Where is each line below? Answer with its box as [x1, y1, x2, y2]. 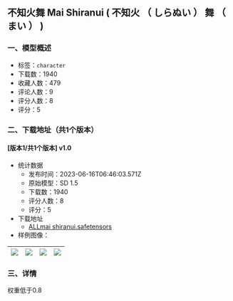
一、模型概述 [7, 43, 52, 53]
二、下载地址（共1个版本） [7, 125, 98, 134]
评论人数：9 [17, 88, 53, 96]
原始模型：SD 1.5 [28, 179, 78, 187]
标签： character [17, 60, 66, 69]
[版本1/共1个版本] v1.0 [7, 144, 72, 152]
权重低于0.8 [7, 286, 42, 295]
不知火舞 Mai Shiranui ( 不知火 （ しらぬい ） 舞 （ [7, 6, 226, 19]
